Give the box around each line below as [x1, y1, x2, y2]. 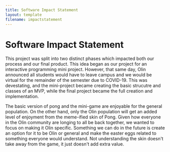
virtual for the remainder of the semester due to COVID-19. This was [5, 77, 148, 83]
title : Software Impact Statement [5, 7, 79, 13]
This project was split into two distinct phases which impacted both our [5, 55, 154, 62]
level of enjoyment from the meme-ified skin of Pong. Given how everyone [5, 114, 161, 120]
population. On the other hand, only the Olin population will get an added [5, 109, 157, 115]
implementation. [5, 94, 39, 100]
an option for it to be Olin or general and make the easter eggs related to [5, 130, 156, 136]
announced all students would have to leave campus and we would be [5, 72, 152, 78]
